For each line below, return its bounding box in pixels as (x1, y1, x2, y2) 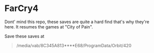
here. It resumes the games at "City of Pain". (4, 24, 93, 29)
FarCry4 (4, 3, 39, 14)
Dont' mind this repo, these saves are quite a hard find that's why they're (4, 19, 150, 25)
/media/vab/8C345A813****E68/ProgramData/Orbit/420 (16, 42, 131, 48)
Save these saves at (4, 33, 44, 39)
